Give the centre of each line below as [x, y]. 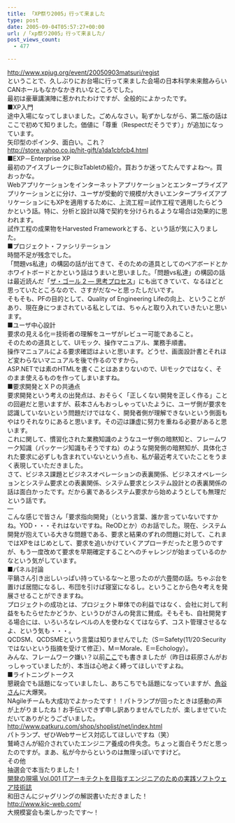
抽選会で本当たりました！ [44, 770]
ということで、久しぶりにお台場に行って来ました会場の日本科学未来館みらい [117, 81]
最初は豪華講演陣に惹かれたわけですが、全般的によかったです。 [99, 98]
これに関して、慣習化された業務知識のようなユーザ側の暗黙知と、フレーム [114, 439]
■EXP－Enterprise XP [39, 158]
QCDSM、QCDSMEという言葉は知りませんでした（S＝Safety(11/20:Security [116, 640]
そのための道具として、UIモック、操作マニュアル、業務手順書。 [99, 342]
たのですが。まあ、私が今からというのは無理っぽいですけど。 [96, 752]
